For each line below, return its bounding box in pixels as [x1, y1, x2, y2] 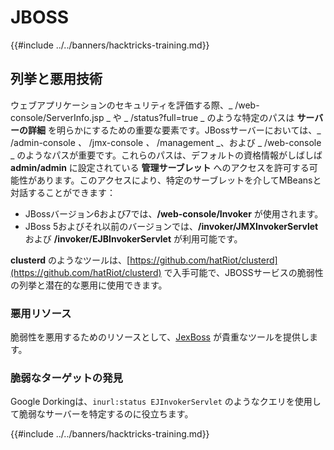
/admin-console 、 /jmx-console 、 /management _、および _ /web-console [10, 136, 322, 148]
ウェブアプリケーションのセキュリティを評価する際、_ [10, 99, 233, 111]
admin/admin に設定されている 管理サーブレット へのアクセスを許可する [10, 161, 310, 173]
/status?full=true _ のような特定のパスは [130, 111, 295, 123]
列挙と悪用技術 [10, 71, 103, 88]
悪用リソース [10, 306, 72, 320]
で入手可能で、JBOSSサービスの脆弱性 [163, 266, 324, 278]
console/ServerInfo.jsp [10, 111, 105, 123]
